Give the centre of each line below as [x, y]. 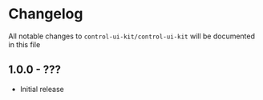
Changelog [46, 14]
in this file [24, 44]
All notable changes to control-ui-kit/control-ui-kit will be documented [131, 36]
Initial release [42, 89]
